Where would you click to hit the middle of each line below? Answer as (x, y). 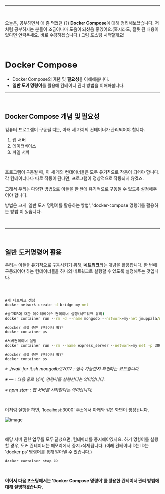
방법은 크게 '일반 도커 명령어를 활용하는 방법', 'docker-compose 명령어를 (75, 205)
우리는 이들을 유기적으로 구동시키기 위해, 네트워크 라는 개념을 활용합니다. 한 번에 (81, 265)
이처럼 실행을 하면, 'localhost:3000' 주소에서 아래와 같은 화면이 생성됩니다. (77, 410)
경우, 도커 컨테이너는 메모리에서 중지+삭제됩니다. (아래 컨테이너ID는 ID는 (80, 446)
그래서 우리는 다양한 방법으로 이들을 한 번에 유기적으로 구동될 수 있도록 (72, 189)
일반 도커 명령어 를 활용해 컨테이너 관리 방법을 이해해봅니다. (69, 85)
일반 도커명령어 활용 (33, 252)
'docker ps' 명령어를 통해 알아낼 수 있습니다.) (49, 452)
